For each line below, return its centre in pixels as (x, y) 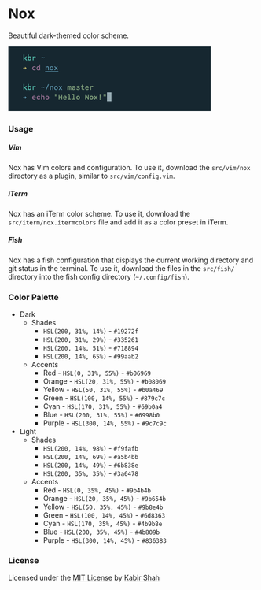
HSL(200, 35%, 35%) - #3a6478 (91, 473)
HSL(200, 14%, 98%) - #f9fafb (91, 448)
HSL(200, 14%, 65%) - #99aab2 (91, 356)
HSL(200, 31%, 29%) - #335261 (91, 340)
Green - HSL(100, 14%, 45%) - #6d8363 (104, 515)
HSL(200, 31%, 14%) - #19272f (91, 331)
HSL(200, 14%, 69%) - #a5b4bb (91, 457)
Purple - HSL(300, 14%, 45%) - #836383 (105, 540)
